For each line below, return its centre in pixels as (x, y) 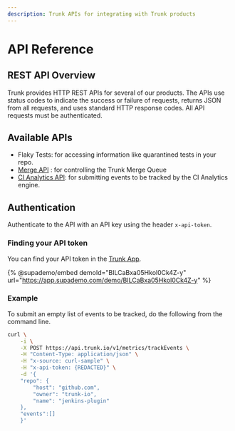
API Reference (51, 49)
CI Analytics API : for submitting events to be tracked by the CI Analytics (122, 177)
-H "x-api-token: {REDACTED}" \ (68, 368)
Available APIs (40, 138)
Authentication (42, 207)
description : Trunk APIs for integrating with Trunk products (101, 14)
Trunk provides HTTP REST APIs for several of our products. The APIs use (116, 93)
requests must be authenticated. (55, 115)
